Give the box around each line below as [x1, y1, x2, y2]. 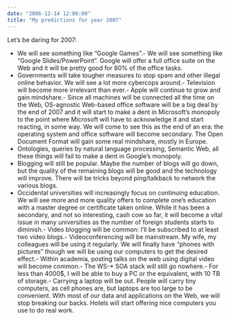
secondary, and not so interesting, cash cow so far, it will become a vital [17, 210, 223, 218]
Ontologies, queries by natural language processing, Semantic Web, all [17, 144, 219, 153]
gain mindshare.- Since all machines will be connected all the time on [17, 93, 215, 101]
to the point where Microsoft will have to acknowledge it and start [17, 115, 204, 123]
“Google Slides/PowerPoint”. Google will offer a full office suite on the [17, 56, 215, 64]
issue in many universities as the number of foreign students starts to [17, 218, 215, 226]
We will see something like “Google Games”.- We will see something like [17, 49, 223, 57]
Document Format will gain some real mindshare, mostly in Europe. [17, 137, 208, 145]
